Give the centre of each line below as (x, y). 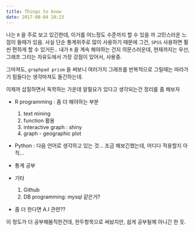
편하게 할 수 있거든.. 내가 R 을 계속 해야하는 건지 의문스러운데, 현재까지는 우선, (101, 49)
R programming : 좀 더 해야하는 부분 (57, 101)
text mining (37, 113)
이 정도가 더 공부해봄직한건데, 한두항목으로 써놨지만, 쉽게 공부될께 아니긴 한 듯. (96, 222)
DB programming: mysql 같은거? (62, 197)
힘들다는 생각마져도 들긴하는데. (48, 77)
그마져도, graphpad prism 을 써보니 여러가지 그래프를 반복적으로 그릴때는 (90, 69)
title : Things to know (34, 11)
